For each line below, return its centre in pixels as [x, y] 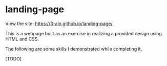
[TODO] [14, 59]
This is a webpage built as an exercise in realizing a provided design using [84, 33]
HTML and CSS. [22, 39]
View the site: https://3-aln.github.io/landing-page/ [59, 24]
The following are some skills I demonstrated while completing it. [74, 49]
